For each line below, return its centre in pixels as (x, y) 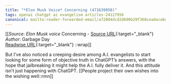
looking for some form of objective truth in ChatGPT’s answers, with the (80, 60)
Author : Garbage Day (27, 39)
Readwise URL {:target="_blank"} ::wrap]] (48, 45)
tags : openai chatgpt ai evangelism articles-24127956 (65, 15)
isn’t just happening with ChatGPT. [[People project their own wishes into (82, 71)
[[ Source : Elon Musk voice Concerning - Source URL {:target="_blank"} (80, 34)
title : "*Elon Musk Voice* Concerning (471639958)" (61, 10)
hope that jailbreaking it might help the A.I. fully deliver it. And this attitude (83, 65)
